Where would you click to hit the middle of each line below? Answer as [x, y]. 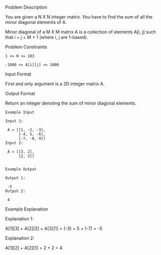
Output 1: [15, 178]
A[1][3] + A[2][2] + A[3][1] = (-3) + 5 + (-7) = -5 [54, 228]
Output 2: [15, 191]
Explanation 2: [20, 238]
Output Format [20, 93]
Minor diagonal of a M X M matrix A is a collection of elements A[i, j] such [80, 32]
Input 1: [14, 121]
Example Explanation [27, 209]
